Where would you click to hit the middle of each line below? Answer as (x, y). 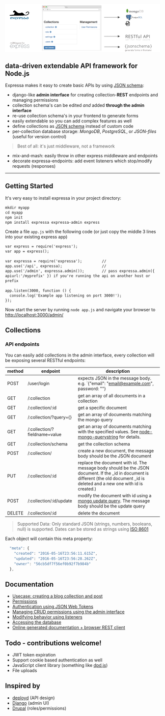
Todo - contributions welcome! (53, 643)
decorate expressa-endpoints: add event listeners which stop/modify (82, 161)
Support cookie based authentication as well (57, 660)
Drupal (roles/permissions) (39, 708)
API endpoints (22, 344)
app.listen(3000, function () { (38, 291)
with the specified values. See (108, 432)
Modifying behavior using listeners (47, 617)
